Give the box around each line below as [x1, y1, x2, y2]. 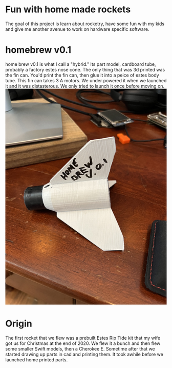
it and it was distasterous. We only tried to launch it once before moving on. [5, 83, 165, 89]
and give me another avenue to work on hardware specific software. [5, 26, 149, 32]
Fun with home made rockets [5, 4, 131, 15]
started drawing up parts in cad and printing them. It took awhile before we [5, 351, 164, 357]
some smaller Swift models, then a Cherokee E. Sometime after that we [5, 345, 155, 352]
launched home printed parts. [5, 356, 68, 363]
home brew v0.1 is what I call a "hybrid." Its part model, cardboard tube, [5, 61, 156, 67]
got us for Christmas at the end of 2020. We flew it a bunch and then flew [5, 340, 161, 346]
